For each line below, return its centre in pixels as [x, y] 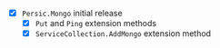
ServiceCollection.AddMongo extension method [123, 34]
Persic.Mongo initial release [72, 13]
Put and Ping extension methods [95, 24]
